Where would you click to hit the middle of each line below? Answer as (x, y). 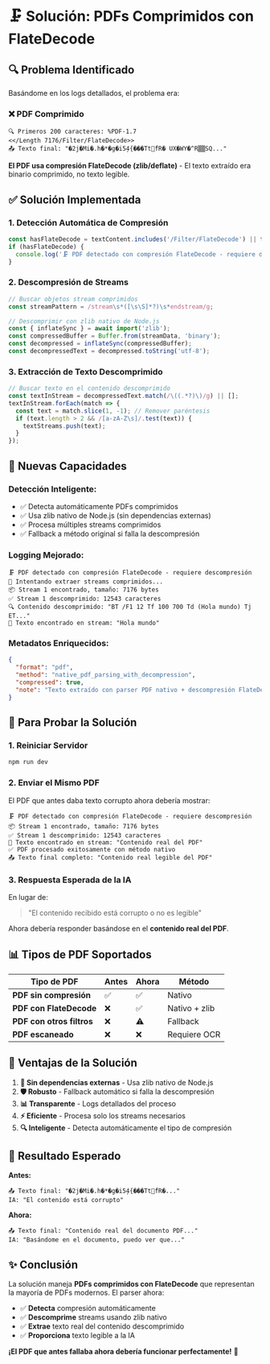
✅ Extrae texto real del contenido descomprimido (102, 1326)
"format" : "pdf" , (45, 667)
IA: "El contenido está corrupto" (66, 1200)
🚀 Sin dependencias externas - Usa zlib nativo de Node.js (117, 1082)
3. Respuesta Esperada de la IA (70, 880)
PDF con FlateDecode (55, 1008)
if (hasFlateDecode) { (46, 247)
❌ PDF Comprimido (46, 114)
